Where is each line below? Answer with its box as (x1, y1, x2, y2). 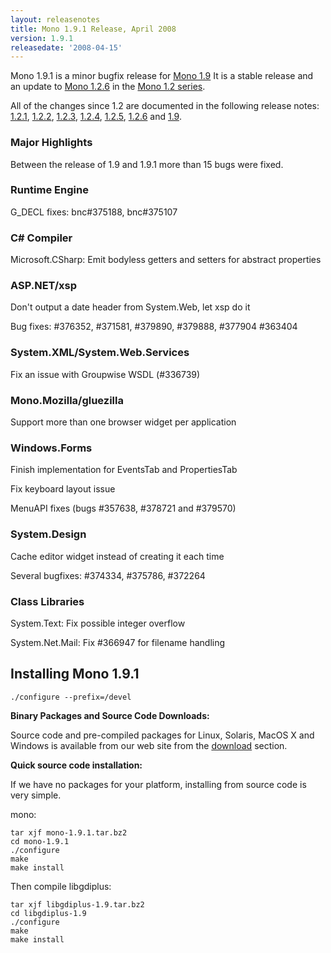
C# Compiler (10, 231, 73, 245)
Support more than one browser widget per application (10, 416, 237, 428)
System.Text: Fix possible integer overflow (10, 617, 186, 629)
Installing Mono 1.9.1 (10, 666, 140, 683)
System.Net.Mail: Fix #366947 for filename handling (10, 636, 226, 648)
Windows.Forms (10, 441, 93, 455)
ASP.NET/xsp (10, 279, 77, 293)
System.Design (10, 527, 87, 541)
